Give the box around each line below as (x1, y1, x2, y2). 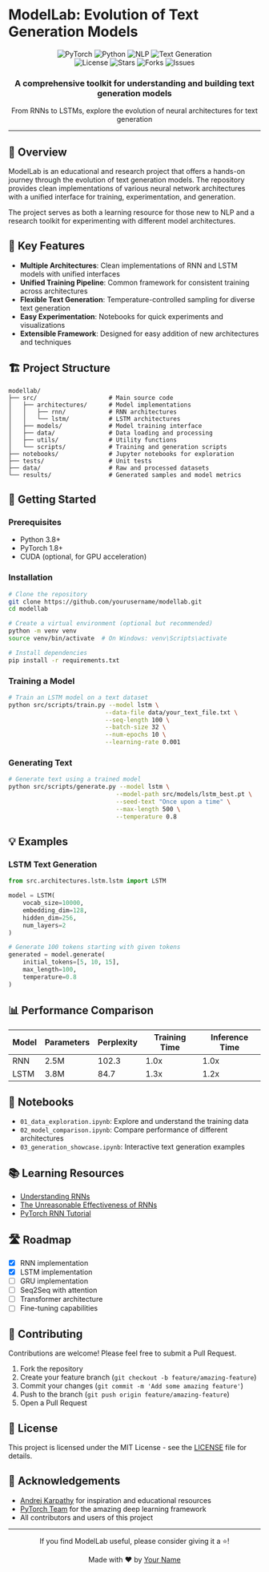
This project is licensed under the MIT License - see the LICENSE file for (8, 1442, 247, 1452)
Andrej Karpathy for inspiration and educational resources (19, 1495, 212, 1505)
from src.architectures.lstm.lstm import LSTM (8, 877, 167, 885)
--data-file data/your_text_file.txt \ (105, 708, 239, 717)
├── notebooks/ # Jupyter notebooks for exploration (8, 450, 235, 458)
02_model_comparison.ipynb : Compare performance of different (19, 1125, 228, 1135)
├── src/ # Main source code (8, 394, 174, 402)
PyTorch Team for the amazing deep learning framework (19, 1504, 207, 1513)
